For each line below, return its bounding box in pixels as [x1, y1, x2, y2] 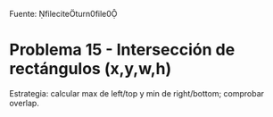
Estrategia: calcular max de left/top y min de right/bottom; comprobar [9, 88, 265, 98]
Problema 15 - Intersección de [9, 40, 236, 60]
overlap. [9, 97, 40, 108]
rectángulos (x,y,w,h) [9, 59, 172, 79]
